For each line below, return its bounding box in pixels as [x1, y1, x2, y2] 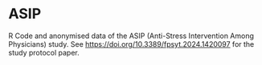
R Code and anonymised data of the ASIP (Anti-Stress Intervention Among [8, 31, 255, 40]
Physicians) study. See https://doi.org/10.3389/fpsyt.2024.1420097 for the [8, 39, 255, 48]
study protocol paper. [8, 48, 80, 57]
